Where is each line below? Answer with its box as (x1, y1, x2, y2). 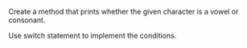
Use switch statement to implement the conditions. (8, 31, 177, 40)
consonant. (8, 15, 46, 25)
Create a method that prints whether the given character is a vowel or (8, 7, 239, 16)
